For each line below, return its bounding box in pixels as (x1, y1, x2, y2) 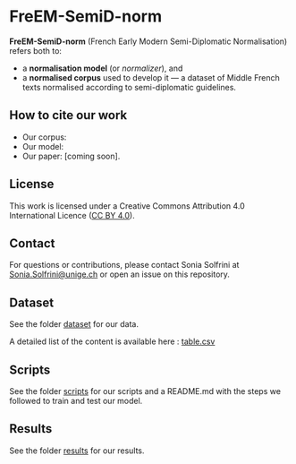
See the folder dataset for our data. (9, 319, 139, 330)
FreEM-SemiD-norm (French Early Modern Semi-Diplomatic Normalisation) (9, 36, 288, 47)
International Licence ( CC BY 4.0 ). (9, 210, 136, 220)
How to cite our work (9, 107, 128, 123)
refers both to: (9, 45, 63, 56)
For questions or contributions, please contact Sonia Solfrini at (9, 260, 240, 271)
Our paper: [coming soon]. (21, 150, 121, 161)
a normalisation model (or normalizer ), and (21, 63, 183, 73)
